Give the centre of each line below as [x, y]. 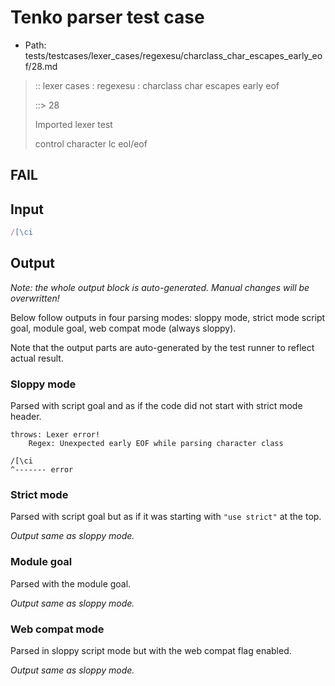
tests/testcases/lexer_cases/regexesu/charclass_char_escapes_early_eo [173, 55]
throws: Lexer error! [55, 435]
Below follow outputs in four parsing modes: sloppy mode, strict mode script [168, 317]
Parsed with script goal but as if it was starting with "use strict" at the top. [166, 517]
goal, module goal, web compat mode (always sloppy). [123, 328]
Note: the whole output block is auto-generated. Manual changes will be [160, 287]
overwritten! [35, 298]
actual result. [37, 358]
